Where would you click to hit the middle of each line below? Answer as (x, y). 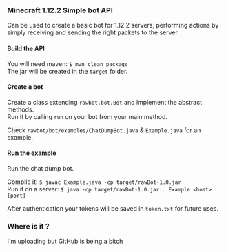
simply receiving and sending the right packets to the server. (93, 32)
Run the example (32, 153)
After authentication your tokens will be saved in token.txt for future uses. (113, 208)
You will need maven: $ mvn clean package (68, 63)
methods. (21, 109)
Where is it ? (28, 226)
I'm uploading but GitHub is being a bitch (65, 241)
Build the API (26, 48)
